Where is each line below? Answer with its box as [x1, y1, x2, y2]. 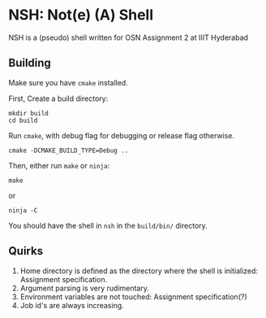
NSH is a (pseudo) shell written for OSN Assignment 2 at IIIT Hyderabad [8, 33, 249, 42]
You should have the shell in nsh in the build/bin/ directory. [8, 220, 208, 230]
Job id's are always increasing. [19, 300, 124, 310]
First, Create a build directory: [8, 94, 109, 103]
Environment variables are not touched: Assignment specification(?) [19, 291, 247, 302]
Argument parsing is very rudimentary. [19, 283, 150, 293]
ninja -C [8, 206, 38, 215]
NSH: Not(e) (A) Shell [8, 6, 154, 24]
